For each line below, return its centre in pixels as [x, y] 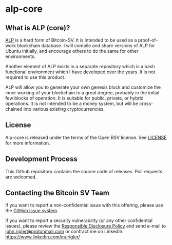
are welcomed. [21, 177]
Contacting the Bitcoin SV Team [57, 193]
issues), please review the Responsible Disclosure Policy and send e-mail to [85, 226]
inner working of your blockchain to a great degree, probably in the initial [82, 93]
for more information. [28, 143]
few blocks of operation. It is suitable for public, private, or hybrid [74, 98]
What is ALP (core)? [38, 28]
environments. [21, 56]
